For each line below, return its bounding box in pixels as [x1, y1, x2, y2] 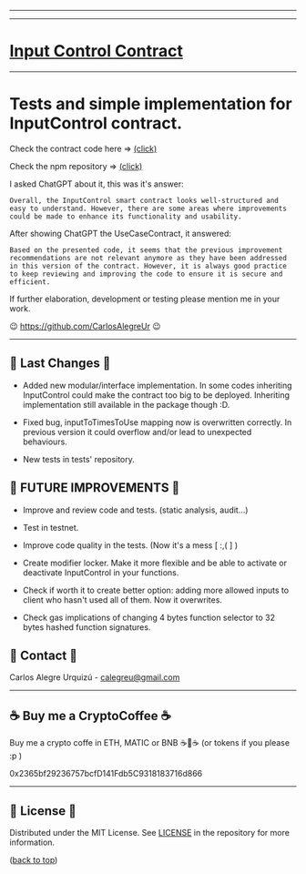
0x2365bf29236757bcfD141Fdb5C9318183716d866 [9, 768, 203, 779]
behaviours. [22, 436, 68, 447]
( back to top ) [9, 854, 58, 865]
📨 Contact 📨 [9, 647, 78, 663]
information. [9, 837, 56, 848]
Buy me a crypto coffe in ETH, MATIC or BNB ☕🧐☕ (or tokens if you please [9, 737, 290, 748]
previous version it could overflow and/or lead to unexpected [22, 426, 252, 437]
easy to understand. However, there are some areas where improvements [9, 204, 287, 213]
